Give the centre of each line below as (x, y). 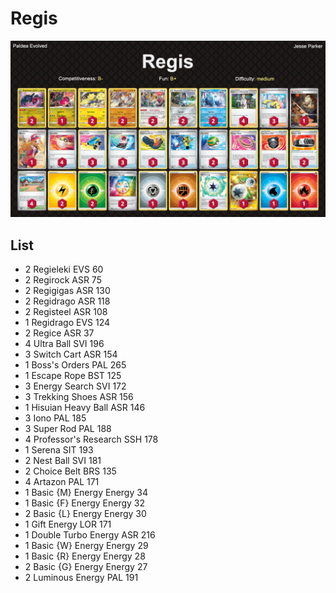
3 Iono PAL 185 (55, 418)
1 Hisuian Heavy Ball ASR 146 (85, 408)
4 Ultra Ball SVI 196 (64, 344)
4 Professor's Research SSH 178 (91, 439)
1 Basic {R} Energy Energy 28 (85, 556)
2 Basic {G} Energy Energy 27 (86, 567)
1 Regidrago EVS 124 (67, 323)
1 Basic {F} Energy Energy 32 (85, 503)
